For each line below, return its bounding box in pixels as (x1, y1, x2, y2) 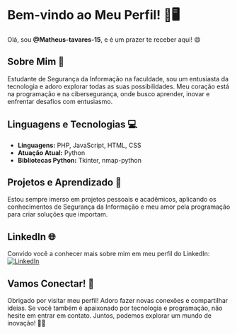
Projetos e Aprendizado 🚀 (7, 176, 122, 188)
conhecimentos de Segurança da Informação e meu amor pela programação (7, 202, 231, 211)
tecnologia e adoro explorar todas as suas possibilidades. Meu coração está (7, 82, 230, 91)
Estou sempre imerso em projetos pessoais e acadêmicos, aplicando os (7, 195, 217, 204)
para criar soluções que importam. (7, 210, 108, 219)
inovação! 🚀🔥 (7, 319, 46, 327)
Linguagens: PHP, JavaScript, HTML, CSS (17, 141, 141, 149)
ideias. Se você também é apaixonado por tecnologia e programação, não (7, 304, 223, 312)
